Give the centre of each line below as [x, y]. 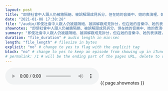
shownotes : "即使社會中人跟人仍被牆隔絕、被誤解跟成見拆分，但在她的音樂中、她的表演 [84, 28]
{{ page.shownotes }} [122, 83]
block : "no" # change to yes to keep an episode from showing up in [78, 51]
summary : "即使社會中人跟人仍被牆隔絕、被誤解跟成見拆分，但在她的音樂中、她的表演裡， [85, 33]
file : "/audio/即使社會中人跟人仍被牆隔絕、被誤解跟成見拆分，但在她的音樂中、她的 [82, 24]
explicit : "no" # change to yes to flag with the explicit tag [72, 47]
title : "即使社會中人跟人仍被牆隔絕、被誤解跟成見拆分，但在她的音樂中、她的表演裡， [83, 14]
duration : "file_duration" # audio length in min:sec [62, 38]
